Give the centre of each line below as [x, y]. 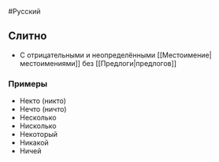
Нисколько [38, 126]
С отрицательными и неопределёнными [87, 55]
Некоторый [38, 134]
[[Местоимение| [184, 55]
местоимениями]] [50, 63]
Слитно [28, 36]
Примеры [28, 83]
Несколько [38, 118]
